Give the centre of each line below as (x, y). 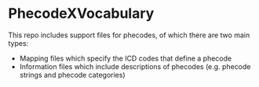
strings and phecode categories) (72, 75)
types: (18, 43)
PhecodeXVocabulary (81, 14)
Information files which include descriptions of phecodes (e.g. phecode (135, 66)
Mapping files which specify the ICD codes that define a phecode (126, 58)
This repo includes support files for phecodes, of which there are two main (129, 35)
